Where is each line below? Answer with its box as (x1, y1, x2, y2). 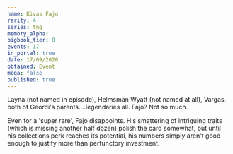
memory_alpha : (7, 30, 50, 37)
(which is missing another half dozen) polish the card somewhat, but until (7, 124, 222, 133)
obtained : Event (7, 63, 55, 70)
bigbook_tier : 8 (7, 37, 55, 44)
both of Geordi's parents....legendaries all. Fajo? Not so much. (7, 103, 188, 112)
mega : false (7, 69, 42, 76)
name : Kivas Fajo (7, 10, 59, 18)
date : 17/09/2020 (7, 57, 59, 64)
